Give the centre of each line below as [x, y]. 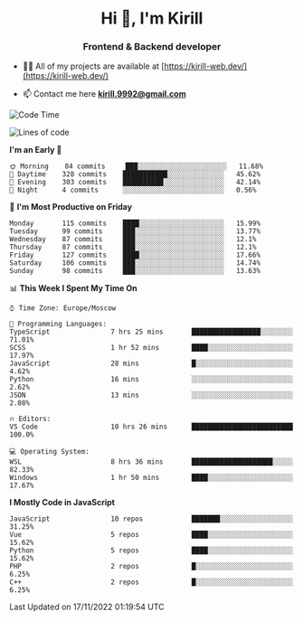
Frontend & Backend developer [152, 47]
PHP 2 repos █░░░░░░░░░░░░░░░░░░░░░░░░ [151, 567]
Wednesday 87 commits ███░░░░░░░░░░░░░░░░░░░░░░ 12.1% [133, 240]
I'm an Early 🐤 [36, 150]
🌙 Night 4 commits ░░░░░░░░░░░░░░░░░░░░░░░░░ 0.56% [133, 190]
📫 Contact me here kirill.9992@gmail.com [104, 94]
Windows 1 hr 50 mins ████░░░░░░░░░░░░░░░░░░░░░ [151, 478]
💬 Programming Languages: [58, 325]
